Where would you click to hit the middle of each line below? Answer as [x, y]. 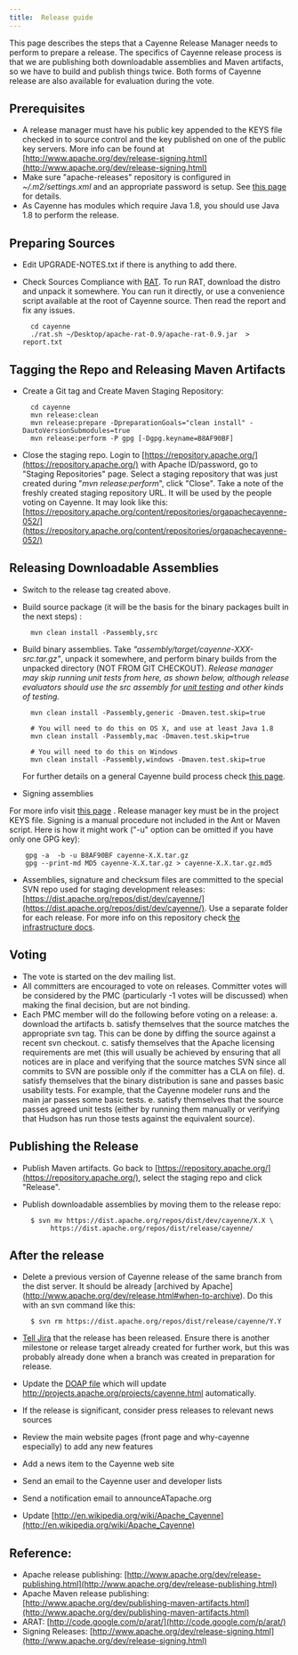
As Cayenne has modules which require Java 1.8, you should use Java [151, 206]
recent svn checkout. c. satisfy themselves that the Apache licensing [149, 1042]
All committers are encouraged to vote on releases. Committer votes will [154, 986]
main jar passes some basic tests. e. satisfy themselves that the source [153, 1099]
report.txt [42, 342]
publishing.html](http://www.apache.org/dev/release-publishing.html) [149, 1584]
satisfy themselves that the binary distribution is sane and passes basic [153, 1080]
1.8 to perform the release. [70, 216]
